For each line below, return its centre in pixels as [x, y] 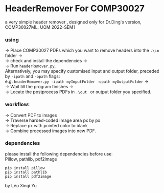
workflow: [18, 104]
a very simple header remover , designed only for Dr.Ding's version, [73, 22]
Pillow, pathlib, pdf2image [31, 159]
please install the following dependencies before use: [59, 154]
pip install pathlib [26, 172]
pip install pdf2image [28, 176]
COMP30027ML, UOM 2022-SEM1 [40, 27]
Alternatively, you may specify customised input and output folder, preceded [82, 71]
